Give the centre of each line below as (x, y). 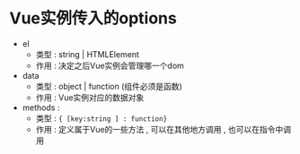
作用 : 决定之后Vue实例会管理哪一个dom (110, 65)
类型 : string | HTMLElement (87, 54)
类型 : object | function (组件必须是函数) (109, 86)
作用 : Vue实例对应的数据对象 (90, 97)
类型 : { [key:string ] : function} (101, 118)
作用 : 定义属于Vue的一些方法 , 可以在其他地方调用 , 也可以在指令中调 (163, 129)
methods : (41, 107)
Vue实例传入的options (93, 18)
